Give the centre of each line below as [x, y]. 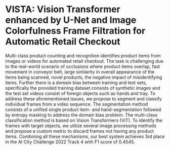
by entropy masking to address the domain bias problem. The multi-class [81, 115]
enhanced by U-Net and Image [71, 20]
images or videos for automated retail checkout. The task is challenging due [84, 61]
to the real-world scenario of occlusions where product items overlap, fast [83, 66]
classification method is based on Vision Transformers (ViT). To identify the [84, 120]
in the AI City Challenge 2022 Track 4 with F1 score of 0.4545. [70, 142]
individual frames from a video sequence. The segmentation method [77, 104]
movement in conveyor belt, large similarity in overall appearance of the [80, 71]
